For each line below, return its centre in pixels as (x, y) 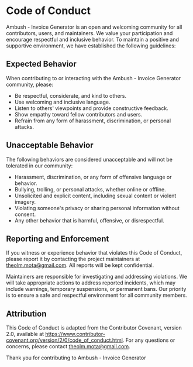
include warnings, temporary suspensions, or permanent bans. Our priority (96, 289)
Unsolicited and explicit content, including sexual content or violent (95, 195)
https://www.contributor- (75, 334)
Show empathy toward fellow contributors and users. (78, 114)
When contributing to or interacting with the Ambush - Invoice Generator (94, 78)
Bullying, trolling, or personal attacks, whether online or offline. (90, 189)
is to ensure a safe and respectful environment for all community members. (96, 295)
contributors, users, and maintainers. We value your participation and (89, 33)
